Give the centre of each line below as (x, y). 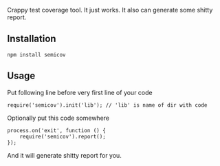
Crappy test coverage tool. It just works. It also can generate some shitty (110, 10)
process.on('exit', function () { (57, 130)
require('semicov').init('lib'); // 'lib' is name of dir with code (107, 105)
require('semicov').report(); (63, 136)
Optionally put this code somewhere (58, 118)
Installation (32, 39)
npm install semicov (37, 54)
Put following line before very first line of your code (80, 92)
